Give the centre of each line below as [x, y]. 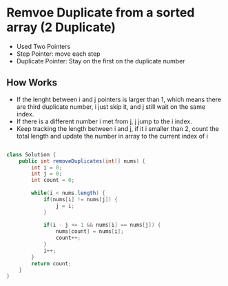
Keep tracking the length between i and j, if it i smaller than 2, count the [118, 128]
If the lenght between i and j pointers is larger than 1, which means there [119, 99]
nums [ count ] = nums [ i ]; [90, 232]
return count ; [51, 263]
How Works [32, 83]
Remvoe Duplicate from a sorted [101, 13]
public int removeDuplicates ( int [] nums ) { [82, 161]
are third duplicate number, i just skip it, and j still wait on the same [111, 106]
